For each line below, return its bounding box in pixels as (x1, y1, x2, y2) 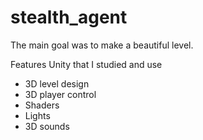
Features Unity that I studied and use (10, 58, 163, 70)
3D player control (24, 88, 97, 100)
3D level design (24, 77, 90, 90)
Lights (24, 109, 51, 121)
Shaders (24, 99, 60, 111)
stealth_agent (10, 6, 128, 29)
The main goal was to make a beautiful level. (10, 39, 194, 51)
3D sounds (24, 120, 70, 132)
